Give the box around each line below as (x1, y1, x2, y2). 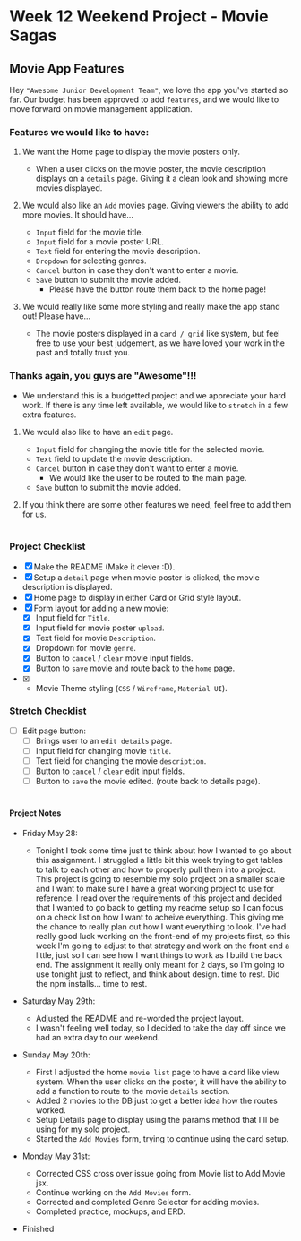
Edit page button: (21, 725, 87, 736)
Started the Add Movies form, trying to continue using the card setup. (35, 1134, 289, 1143)
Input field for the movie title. (35, 227, 144, 238)
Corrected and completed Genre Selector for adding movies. (35, 1197, 260, 1207)
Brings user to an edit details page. (35, 735, 173, 746)
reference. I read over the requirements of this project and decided (35, 893, 283, 903)
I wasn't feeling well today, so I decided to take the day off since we (35, 1023, 287, 1033)
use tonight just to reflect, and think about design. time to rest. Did (35, 969, 280, 980)
